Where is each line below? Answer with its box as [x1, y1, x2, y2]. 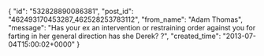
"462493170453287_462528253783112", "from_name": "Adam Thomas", [8, 15, 243, 24]
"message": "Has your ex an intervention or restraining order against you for [8, 23, 256, 32]
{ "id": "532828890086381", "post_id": [8, 7, 134, 16]
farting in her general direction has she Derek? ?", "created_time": [8, 31, 221, 40]
